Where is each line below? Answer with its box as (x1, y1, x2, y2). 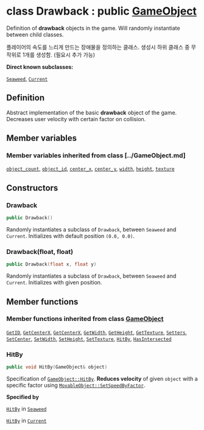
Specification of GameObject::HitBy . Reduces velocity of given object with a (6, 375, 198, 382)
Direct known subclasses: (6, 63, 74, 71)
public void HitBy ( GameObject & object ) (6, 364, 108, 370)
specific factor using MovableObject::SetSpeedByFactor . (6, 382, 146, 389)
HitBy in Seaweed (6, 405, 47, 412)
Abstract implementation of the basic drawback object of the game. (6, 108, 177, 116)
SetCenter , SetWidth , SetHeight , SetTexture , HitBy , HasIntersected (6, 335, 172, 342)
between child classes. (6, 30, 64, 38)
